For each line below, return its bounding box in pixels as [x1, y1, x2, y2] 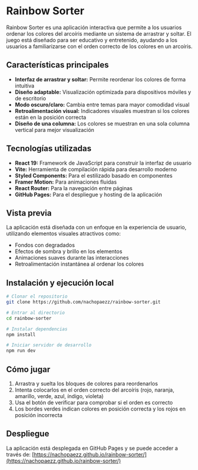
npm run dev [6, 348, 36, 354]
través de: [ [6, 450, 34, 458]
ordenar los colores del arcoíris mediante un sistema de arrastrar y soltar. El [6, 30, 191, 37]
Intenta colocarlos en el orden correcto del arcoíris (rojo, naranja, [14, 386, 175, 393]
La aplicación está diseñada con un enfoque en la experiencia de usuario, [6, 224, 187, 231]
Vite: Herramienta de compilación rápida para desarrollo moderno [14, 165, 177, 173]
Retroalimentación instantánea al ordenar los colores [14, 260, 144, 268]
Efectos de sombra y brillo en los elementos [14, 248, 123, 255]
